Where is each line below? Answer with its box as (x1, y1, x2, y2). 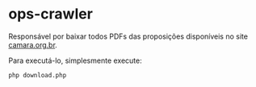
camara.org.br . (8, 39, 58, 49)
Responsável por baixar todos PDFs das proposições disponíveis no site (8, 31, 249, 41)
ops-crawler (8, 5, 93, 23)
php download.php (8, 71, 67, 79)
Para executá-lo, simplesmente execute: (8, 56, 143, 65)
